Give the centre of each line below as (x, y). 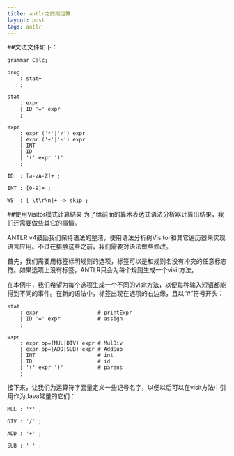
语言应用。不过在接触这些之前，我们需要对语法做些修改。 (89, 246)
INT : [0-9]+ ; (29, 189)
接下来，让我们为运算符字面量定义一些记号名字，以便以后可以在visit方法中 (114, 388)
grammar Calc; (28, 61)
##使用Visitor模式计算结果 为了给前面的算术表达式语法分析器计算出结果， (112, 214)
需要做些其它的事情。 (50, 223)
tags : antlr (24, 26)
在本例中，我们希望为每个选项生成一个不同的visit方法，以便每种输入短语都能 (117, 285)
